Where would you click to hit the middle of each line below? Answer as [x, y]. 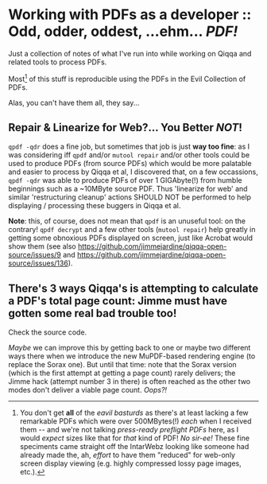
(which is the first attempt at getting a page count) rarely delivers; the [122, 373]
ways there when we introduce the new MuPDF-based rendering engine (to [132, 356]
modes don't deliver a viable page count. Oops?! [88, 390]
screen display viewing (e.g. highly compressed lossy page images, [131, 463]
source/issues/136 [39, 263]
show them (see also [43, 246]
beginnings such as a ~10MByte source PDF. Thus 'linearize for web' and [128, 189]
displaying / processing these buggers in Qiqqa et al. [95, 206]
